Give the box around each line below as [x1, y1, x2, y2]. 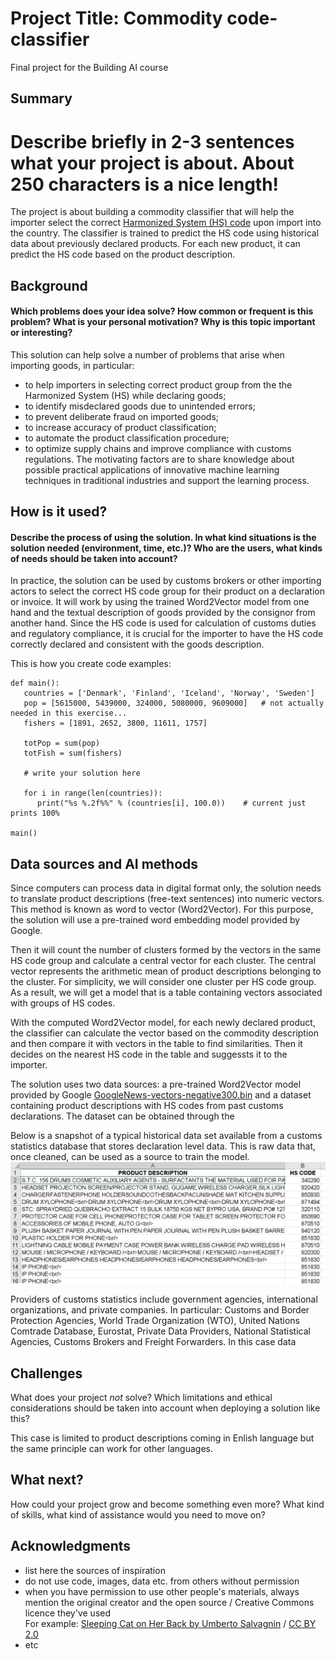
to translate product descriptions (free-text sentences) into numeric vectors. [10, 893, 325, 905]
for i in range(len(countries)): [23, 788, 163, 799]
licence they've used [24, 1607, 112, 1619]
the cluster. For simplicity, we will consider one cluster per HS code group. [10, 976, 317, 988]
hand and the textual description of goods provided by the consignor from [10, 607, 316, 619]
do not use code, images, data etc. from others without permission [24, 1575, 300, 1587]
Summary [10, 90, 73, 107]
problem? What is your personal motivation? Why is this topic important [10, 316, 316, 328]
